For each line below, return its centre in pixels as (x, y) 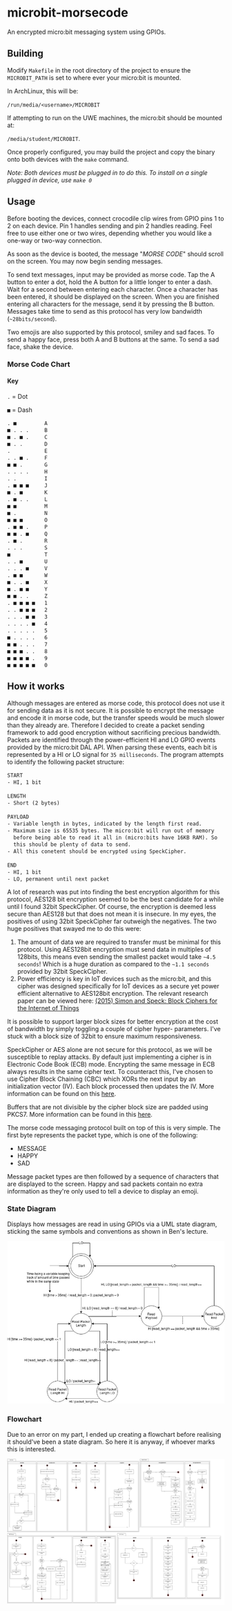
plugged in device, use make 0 (49, 180)
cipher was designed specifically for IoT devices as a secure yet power (118, 986)
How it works (36, 687)
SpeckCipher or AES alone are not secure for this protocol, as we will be (110, 1049)
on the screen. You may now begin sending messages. (85, 261)
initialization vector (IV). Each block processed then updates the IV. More (111, 1086)
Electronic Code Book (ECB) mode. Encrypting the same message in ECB (111, 1064)
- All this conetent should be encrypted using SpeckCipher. (97, 851)
